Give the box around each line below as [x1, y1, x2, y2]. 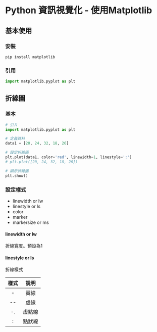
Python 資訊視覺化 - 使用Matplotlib [5, 5, 152, 16]
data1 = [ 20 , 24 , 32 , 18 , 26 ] [5, 141, 69, 146]
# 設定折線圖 [5, 150, 29, 155]
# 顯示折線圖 [5, 168, 29, 173]
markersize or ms [12, 219, 49, 225]
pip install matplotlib [5, 54, 56, 60]
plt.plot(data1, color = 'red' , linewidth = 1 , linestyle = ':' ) [5, 155, 132, 160]
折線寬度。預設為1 [5, 243, 43, 249]
